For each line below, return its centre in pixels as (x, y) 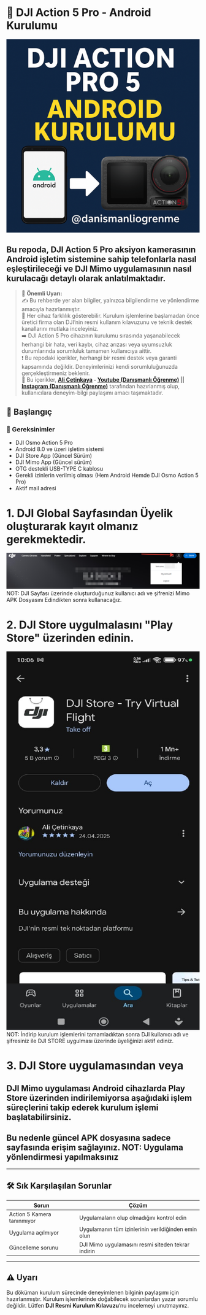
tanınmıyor (22, 1221)
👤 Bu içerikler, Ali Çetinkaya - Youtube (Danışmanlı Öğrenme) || (103, 379)
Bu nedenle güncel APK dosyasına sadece (89, 1138)
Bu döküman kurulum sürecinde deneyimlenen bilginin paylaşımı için (93, 1292)
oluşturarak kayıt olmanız (72, 526)
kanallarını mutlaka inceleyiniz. (60, 328)
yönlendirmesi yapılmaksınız (63, 1157)
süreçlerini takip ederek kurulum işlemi (82, 1107)
